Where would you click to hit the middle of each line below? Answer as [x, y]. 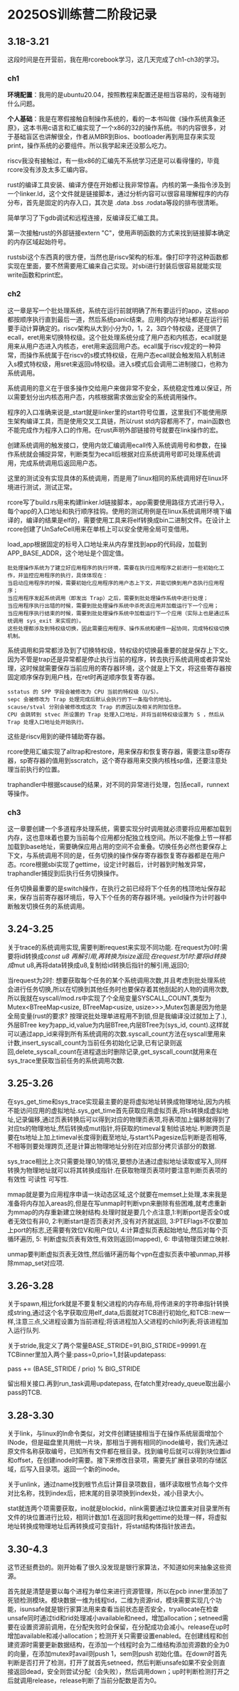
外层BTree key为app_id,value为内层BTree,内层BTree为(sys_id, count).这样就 [118, 1025]
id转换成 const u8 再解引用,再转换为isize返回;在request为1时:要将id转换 [123, 956]
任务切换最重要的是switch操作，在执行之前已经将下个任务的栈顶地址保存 [113, 888]
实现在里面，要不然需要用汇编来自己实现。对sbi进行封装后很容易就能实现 [115, 266]
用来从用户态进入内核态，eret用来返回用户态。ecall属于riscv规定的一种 [111, 346]
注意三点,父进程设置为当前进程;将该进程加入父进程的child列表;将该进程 [119, 1321]
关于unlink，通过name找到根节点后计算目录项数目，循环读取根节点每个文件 [118, 1484]
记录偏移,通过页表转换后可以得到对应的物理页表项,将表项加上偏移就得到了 [123, 1119]
